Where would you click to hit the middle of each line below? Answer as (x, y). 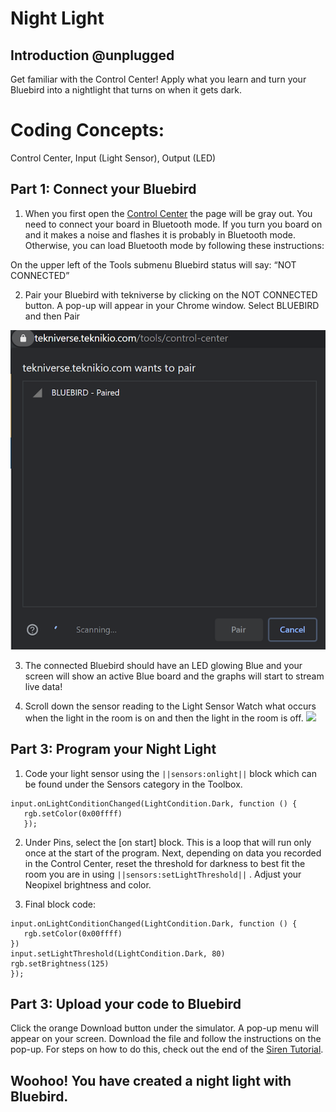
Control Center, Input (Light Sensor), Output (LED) (113, 158)
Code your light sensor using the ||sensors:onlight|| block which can (170, 773)
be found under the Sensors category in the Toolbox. (133, 784)
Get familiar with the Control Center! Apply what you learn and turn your (158, 79)
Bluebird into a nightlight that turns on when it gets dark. (126, 90)
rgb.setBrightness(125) (60, 963)
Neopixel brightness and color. (88, 884)
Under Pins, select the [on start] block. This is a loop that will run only (168, 842)
